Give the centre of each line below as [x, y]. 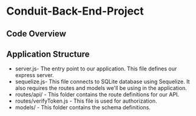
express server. [35, 75]
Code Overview [36, 34]
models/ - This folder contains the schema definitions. [83, 107]
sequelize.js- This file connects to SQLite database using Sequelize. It [102, 82]
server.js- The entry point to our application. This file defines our [96, 69]
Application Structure [48, 54]
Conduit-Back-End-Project [75, 11]
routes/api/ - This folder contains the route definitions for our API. [97, 95]
